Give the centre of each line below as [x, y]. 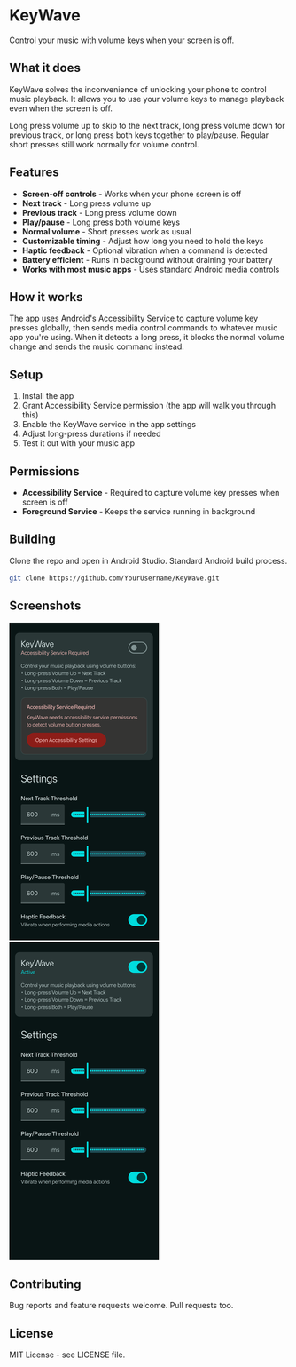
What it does [45, 68]
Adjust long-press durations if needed [91, 434]
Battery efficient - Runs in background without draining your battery [147, 259]
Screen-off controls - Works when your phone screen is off [132, 194]
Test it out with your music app [78, 443]
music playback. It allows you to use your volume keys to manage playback [147, 99]
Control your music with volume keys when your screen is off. [122, 40]
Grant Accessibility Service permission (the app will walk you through [149, 406]
